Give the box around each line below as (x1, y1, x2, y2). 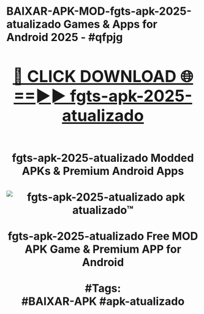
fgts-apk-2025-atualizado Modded (12, 151, 194, 165)
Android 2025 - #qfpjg (6, 31, 123, 44)
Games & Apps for (63, 17, 158, 31)
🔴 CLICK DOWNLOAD (12, 66, 176, 86)
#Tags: (85, 281, 121, 295)
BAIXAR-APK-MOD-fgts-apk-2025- (6, 4, 192, 18)
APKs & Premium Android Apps (21, 164, 184, 178)
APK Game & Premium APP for (24, 242, 182, 256)
